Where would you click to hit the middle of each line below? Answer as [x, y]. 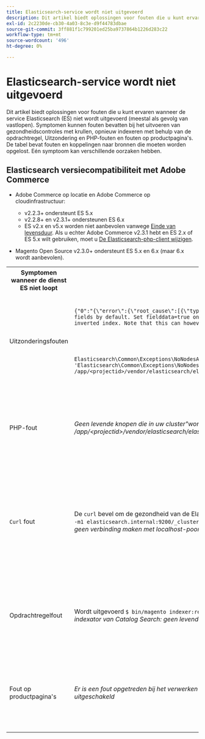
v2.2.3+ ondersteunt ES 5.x [59, 213]
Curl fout [22, 521]
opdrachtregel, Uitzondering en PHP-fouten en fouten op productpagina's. [100, 138]
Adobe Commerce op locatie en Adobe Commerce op [83, 194]
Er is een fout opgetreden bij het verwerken [136, 689]
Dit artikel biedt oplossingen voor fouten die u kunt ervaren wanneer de [96, 112]
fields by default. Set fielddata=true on [137, 317]
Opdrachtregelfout [36, 615]
